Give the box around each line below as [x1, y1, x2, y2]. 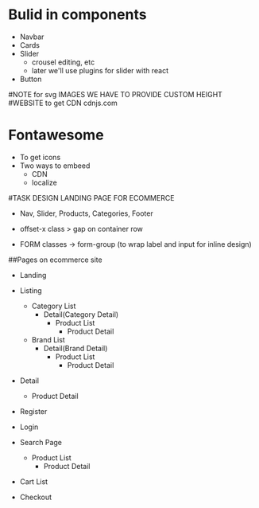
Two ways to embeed [19, 161, 91, 170]
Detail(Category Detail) [43, 309, 119, 319]
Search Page [19, 437, 62, 447]
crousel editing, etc [31, 57, 95, 67]
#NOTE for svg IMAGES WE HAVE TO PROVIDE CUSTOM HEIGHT [8, 89, 222, 99]
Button [19, 74, 42, 84]
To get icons [19, 152, 61, 162]
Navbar [19, 32, 44, 41]
